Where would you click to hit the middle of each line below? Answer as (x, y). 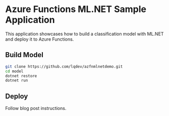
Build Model (24, 55)
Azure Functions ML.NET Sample (76, 9)
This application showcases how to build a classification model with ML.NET (84, 34)
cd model (14, 71)
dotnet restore (21, 76)
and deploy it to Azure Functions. (40, 39)
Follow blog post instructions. (36, 108)
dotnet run (17, 81)
